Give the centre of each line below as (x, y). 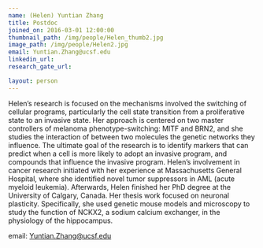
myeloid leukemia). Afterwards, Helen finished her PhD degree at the (119, 187)
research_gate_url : (40, 67)
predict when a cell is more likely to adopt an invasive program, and (118, 154)
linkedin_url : (31, 60)
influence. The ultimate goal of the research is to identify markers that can (128, 145)
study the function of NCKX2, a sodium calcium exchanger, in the (114, 212)
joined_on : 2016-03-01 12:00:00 (61, 30)
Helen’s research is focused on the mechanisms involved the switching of (127, 103)
